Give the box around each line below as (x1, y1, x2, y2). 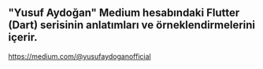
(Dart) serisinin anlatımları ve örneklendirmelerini (8, 19, 256, 32)
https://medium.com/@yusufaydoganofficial (8, 51, 151, 61)
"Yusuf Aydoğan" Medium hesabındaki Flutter (8, 6, 240, 20)
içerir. (8, 31, 38, 44)
